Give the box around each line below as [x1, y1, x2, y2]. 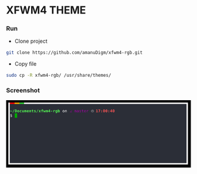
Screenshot [6, 86, 40, 94]
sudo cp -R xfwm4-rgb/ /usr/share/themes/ [6, 73, 111, 79]
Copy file [14, 60, 37, 67]
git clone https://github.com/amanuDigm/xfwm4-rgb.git [6, 50, 143, 56]
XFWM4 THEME [6, 4, 86, 17]
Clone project [14, 37, 48, 45]
